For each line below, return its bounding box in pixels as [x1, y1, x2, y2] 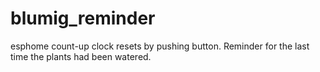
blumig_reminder [10, 7, 156, 30]
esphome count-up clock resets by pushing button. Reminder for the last [10, 40, 310, 52]
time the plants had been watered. [10, 50, 152, 62]
